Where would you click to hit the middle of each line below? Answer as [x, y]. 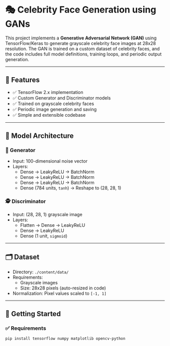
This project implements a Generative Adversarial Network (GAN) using [81, 38]
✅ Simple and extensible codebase [49, 115]
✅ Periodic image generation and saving [55, 109]
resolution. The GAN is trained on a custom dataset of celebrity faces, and [83, 48]
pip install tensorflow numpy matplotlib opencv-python [65, 339]
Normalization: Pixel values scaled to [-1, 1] [59, 293]
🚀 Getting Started [33, 314]
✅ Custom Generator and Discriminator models [62, 98]
